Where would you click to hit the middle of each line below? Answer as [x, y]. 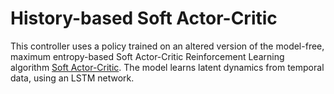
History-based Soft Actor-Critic [144, 18]
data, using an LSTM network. [72, 78]
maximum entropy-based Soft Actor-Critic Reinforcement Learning [147, 56]
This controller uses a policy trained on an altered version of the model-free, [167, 46]
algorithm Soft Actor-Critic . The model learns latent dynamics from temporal [167, 67]
